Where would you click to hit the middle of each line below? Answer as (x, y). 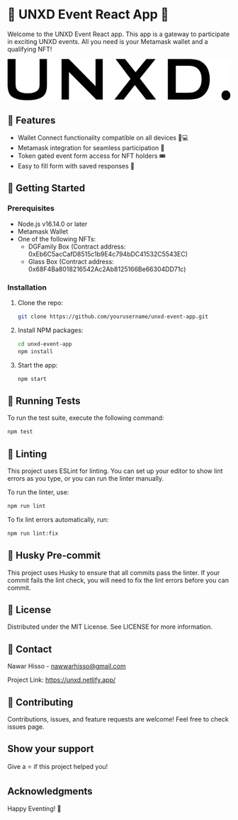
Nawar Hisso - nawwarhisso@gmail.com (67, 666)
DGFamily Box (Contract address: (77, 246)
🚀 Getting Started (46, 188)
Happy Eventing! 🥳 (34, 808)
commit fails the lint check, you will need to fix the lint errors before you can (118, 580)
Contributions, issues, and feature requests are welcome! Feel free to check (118, 719)
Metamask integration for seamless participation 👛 (91, 148)
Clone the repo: (40, 303)
